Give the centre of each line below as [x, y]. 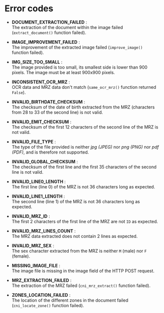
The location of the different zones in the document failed [70, 300]
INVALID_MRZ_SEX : [33, 245]
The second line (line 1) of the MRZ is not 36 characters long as [76, 201]
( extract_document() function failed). [49, 32]
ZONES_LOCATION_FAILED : [41, 295]
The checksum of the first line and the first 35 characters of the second [84, 167]
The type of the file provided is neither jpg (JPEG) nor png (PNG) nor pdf [85, 147]
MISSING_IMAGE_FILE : [36, 265]
